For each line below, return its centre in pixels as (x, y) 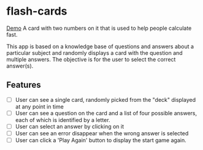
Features (24, 85)
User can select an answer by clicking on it (70, 126)
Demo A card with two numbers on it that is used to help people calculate (99, 28)
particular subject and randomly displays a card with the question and (94, 52)
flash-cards (37, 11)
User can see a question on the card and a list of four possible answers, (106, 113)
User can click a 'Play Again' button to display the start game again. (101, 140)
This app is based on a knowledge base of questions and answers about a (100, 46)
